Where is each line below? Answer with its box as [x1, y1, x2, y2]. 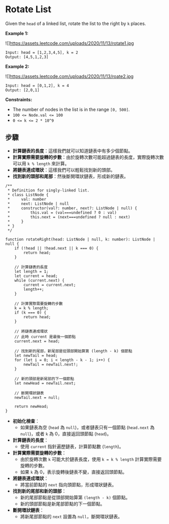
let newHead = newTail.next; [14, 380, 76, 385]
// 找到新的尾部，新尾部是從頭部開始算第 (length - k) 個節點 [14, 348, 133, 353]
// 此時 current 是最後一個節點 [14, 334, 76, 339]
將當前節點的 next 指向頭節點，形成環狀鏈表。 [20, 481, 117, 487]
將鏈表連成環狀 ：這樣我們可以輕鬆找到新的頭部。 [12, 167, 115, 173]
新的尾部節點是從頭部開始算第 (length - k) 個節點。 [20, 494, 130, 500]
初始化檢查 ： [12, 418, 40, 424]
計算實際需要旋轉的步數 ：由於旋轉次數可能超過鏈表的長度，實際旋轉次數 [12, 154, 164, 160]
